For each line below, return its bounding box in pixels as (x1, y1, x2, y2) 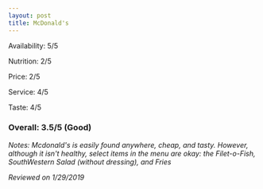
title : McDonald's (8, 19, 69, 27)
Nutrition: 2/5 (8, 56, 52, 66)
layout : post (8, 11, 52, 20)
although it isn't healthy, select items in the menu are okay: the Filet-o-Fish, (8, 148, 256, 158)
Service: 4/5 (8, 87, 49, 96)
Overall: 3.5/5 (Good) (8, 122, 92, 133)
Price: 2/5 (8, 71, 41, 81)
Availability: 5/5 (8, 40, 59, 50)
